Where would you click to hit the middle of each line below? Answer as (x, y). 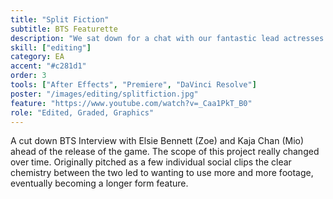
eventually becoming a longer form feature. (99, 183)
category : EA (37, 57)
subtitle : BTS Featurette (64, 29)
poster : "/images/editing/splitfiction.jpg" (104, 94)
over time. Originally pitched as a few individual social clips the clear (151, 162)
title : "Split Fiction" (60, 19)
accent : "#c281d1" (48, 66)
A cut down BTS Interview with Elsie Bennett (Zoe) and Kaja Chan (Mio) (157, 141)
